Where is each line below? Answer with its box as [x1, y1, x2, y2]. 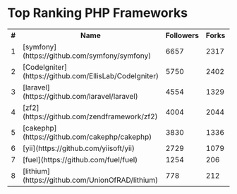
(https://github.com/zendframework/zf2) [22, 111, 158, 121]
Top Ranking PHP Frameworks [7, 5, 188, 21]
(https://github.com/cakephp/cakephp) [22, 132, 152, 142]
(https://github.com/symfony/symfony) [22, 51, 152, 61]
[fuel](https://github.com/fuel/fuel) [22, 154, 138, 164]
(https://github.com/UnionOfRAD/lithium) [22, 175, 159, 185]
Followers [165, 30, 200, 40]
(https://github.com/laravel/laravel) [22, 91, 139, 101]
